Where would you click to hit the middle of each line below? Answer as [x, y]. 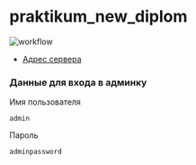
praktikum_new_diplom [98, 17]
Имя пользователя [45, 102]
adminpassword [36, 152]
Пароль [24, 135]
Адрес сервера [52, 59]
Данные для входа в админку [78, 82]
